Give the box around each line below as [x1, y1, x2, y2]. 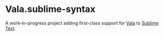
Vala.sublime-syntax [5, 3, 96, 15]
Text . [5, 25, 16, 31]
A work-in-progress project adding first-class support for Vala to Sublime [5, 20, 159, 26]
